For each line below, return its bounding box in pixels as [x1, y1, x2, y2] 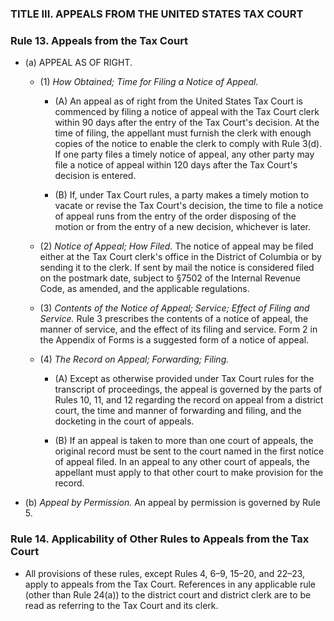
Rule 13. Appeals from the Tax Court [10, 33, 189, 47]
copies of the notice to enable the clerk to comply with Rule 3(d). [54, 138, 323, 150]
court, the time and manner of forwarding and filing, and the [54, 405, 302, 417]
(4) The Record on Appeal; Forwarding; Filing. [39, 353, 230, 366]
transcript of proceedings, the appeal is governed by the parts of [54, 383, 323, 396]
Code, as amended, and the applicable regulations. [39, 283, 250, 295]
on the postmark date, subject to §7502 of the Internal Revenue [39, 272, 301, 284]
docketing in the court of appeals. [54, 415, 195, 427]
